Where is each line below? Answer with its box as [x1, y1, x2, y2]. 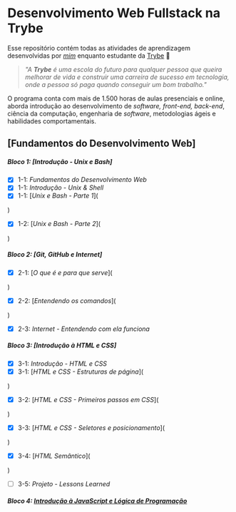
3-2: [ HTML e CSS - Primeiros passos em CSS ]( [17, 395, 159, 404]
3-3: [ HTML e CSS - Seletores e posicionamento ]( [17, 423, 165, 432]
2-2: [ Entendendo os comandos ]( [17, 296, 116, 304]
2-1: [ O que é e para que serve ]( [17, 268, 113, 277]
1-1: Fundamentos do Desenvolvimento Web [17, 175, 148, 184]
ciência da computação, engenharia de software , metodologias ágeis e [7, 109, 216, 118]
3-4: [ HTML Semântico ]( [17, 451, 91, 460]
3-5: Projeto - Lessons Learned [17, 479, 111, 488]
